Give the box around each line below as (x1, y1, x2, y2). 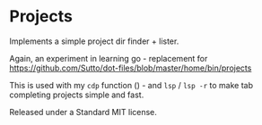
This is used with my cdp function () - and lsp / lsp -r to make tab (9, 79, 254, 90)
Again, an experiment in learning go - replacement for (9, 53, 208, 63)
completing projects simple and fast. (9, 89, 144, 100)
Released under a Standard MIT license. (9, 106, 157, 117)
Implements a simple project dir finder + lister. (9, 36, 179, 46)
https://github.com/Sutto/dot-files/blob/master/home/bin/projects (9, 62, 252, 73)
